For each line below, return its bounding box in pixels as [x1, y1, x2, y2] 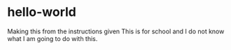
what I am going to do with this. [7, 34, 98, 42]
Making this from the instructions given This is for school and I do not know [7, 27, 225, 35]
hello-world [7, 4, 77, 20]
